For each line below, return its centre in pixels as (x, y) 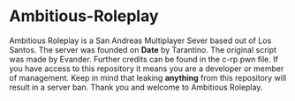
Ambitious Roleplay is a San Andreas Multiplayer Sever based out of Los (140, 40)
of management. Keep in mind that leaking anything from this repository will (148, 77)
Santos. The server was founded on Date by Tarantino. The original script (143, 49)
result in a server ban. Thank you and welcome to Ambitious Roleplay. (136, 87)
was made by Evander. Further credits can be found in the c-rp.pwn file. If (144, 59)
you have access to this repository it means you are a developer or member (147, 69)
